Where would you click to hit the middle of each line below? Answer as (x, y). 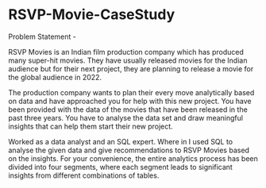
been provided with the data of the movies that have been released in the (128, 109)
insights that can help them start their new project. (91, 126)
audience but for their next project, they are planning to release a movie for (131, 68)
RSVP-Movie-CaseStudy (92, 15)
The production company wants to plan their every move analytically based (131, 92)
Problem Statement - (42, 36)
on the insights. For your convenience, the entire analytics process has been (133, 158)
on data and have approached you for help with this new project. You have (130, 101)
